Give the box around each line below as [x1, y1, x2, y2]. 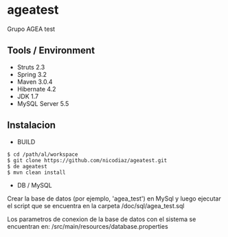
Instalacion [7, 120, 56, 131]
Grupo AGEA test [7, 25, 56, 33]
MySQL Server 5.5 [16, 99, 69, 108]
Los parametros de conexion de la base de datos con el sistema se [7, 215, 196, 223]
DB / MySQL [16, 181, 53, 189]
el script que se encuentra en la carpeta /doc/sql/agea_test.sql [7, 201, 185, 210]
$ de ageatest [7, 163, 48, 170]
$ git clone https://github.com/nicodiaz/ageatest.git [7, 157, 168, 163]
